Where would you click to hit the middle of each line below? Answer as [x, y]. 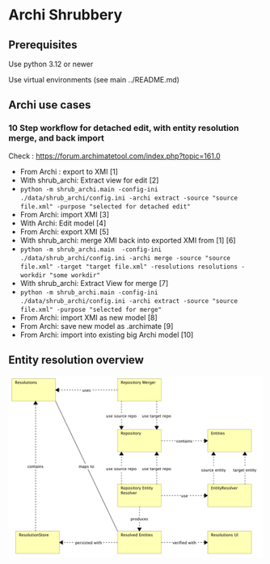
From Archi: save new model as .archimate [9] [97, 326]
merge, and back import [57, 138]
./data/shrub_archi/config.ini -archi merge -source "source [125, 258]
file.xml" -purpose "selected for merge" [91, 309]
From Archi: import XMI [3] [65, 214]
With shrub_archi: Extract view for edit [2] [89, 180]
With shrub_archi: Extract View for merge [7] [94, 283]
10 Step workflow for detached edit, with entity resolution [124, 128]
